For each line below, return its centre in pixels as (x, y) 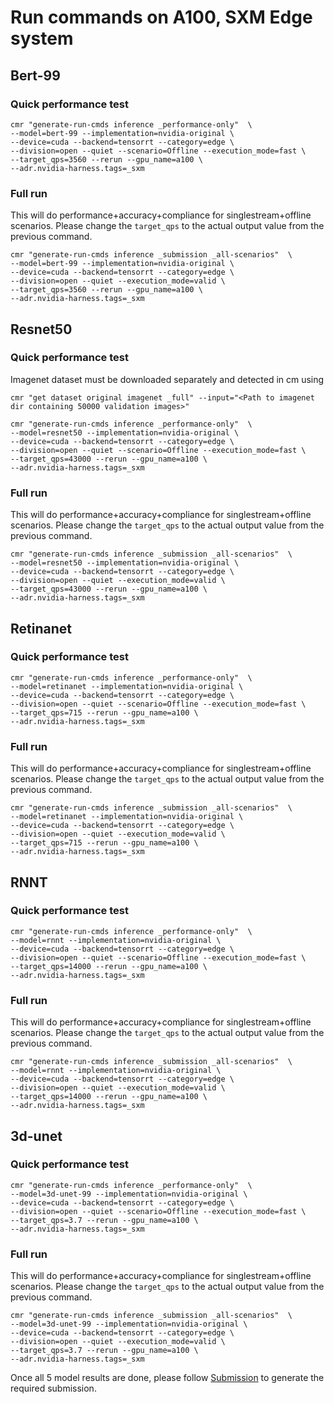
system (42, 38)
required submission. (53, 1388)
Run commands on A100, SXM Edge (161, 17)
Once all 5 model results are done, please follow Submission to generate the (167, 1378)
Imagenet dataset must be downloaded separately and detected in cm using (167, 379)
